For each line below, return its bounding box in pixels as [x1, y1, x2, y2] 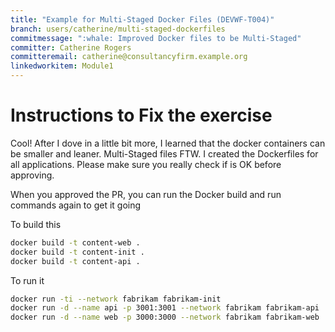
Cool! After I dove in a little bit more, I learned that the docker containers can [10, 137, 326, 149]
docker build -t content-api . [10, 256, 141, 266]
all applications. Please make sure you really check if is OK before [10, 158, 282, 170]
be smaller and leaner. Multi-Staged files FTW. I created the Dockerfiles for [10, 147, 319, 160]
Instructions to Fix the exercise [10, 104, 273, 127]
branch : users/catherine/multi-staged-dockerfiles [10, 24, 226, 34]
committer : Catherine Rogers [10, 42, 132, 53]
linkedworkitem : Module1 [10, 61, 114, 71]
